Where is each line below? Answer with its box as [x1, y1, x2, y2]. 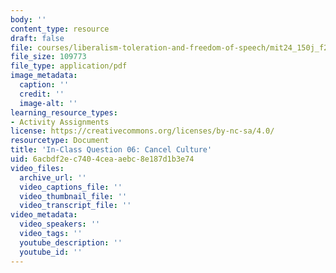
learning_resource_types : [10, 107, 118, 118]
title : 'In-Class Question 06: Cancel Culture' [10, 145, 213, 155]
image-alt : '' [19, 98, 78, 108]
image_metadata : [10, 71, 78, 81]
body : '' [10, 14, 47, 25]
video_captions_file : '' [19, 182, 123, 192]
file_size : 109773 [10, 52, 87, 62]
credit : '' [19, 89, 65, 99]
